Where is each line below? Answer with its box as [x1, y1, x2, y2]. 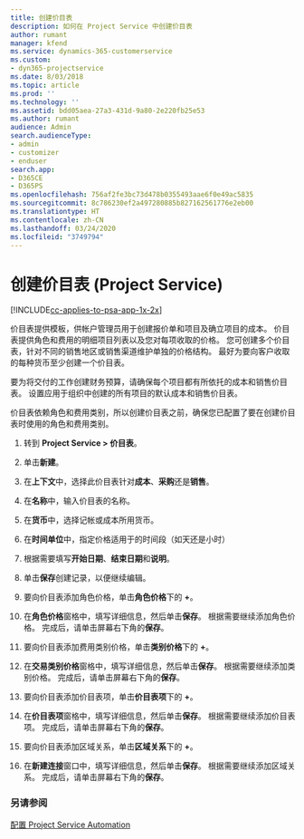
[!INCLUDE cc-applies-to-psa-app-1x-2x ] [10, 304, 163, 315]
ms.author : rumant [10, 114, 80, 123]
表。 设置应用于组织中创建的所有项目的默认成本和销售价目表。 [10, 388, 242, 399]
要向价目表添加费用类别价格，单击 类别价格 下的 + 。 [23, 641, 214, 652]
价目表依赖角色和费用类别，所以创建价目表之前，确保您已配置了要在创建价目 [10, 407, 296, 418]
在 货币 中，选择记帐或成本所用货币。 [23, 515, 159, 526]
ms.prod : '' [10, 89, 55, 98]
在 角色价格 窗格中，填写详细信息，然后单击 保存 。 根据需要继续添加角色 [23, 611, 288, 622]
